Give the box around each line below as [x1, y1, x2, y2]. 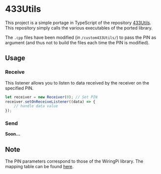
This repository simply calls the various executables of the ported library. [5, 25, 153, 30]
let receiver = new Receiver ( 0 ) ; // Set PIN [5, 94, 98, 99]
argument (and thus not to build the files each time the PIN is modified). [5, 39, 150, 45]
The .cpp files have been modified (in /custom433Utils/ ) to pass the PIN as [5, 34, 156, 40]
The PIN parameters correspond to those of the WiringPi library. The [5, 158, 143, 164]
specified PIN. [5, 85, 34, 91]
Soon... [5, 131, 21, 137]
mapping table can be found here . [5, 164, 74, 170]
